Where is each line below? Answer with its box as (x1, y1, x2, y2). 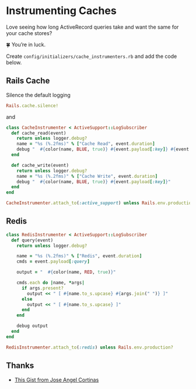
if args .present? (21, 285, 64, 291)
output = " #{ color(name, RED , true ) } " (16, 269, 116, 276)
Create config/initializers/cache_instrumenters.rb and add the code (6, 53, 177, 60)
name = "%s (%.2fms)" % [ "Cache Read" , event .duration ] (16, 141, 156, 147)
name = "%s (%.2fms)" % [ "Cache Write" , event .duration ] (16, 173, 158, 179)
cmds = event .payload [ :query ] (16, 259, 90, 264)
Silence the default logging (6, 91, 71, 98)
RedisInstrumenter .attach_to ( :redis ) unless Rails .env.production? (6, 344, 174, 350)
